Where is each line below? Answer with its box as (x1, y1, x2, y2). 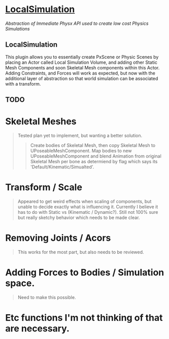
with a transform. (5, 81, 41, 87)
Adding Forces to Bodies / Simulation (5, 267, 164, 278)
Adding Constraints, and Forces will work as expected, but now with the (5, 70, 156, 76)
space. (5, 278, 35, 289)
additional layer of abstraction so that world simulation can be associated (5, 75, 158, 82)
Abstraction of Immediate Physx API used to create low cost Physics (5, 20, 149, 26)
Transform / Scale (5, 181, 83, 193)
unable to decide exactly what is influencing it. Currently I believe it (17, 204, 158, 210)
